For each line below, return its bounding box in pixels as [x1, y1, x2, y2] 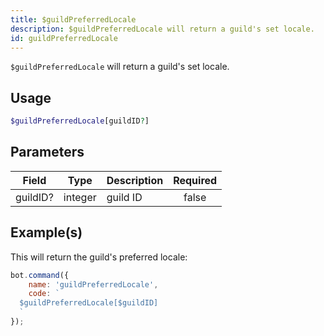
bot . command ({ [10, 270, 70, 280]
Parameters [10, 144, 85, 161]
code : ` [28, 289, 60, 299]
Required [173, 173, 218, 187]
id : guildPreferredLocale [10, 33, 118, 43]
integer [63, 190, 97, 204]
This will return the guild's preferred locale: [10, 251, 188, 263]
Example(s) [10, 224, 83, 241]
